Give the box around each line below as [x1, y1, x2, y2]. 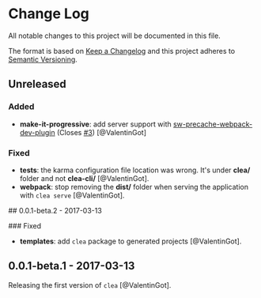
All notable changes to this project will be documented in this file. [8, 31, 221, 40]
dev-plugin [19, 127, 55, 137]
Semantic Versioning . [8, 55, 78, 64]
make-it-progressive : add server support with [19, 119, 172, 129]
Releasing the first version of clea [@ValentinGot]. [8, 280, 172, 289]
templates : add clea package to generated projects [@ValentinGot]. [19, 236, 242, 246]
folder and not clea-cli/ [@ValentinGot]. [19, 173, 149, 183]
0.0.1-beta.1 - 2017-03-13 [8, 259, 135, 273]
